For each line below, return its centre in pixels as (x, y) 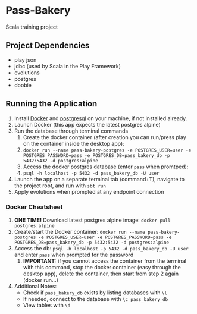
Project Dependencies (48, 45)
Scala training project (32, 27)
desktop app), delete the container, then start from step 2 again (101, 274)
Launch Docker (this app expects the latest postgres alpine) (87, 124)
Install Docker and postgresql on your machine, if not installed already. (101, 118)
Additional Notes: (35, 286)
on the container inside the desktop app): (74, 143)
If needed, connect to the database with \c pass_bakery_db (96, 299)
